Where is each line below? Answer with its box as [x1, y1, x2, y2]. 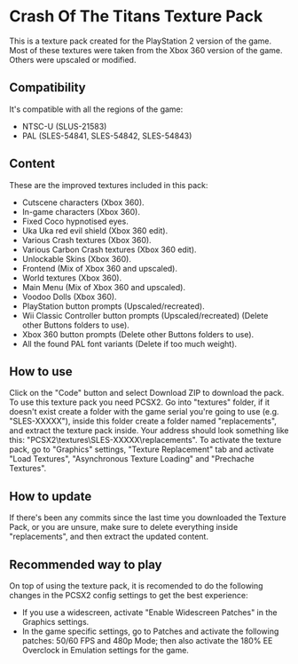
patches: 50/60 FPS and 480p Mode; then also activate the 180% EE [21, 636, 273, 645]
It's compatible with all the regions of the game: [9, 104, 184, 115]
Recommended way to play [9, 557, 162, 572]
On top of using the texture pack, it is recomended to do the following [9, 581, 263, 591]
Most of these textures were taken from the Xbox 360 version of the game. [9, 44, 283, 55]
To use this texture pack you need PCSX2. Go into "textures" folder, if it [9, 397, 271, 407]
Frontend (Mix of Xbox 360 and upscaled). [21, 263, 178, 273]
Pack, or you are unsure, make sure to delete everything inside [9, 522, 239, 533]
